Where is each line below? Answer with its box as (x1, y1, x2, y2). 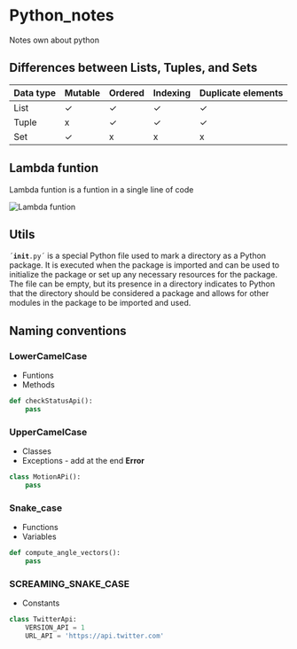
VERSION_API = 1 (25, 623, 86, 632)
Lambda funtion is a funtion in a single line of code (9, 184, 194, 195)
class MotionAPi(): (9, 473, 82, 481)
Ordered (108, 86, 145, 98)
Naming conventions (9, 323, 127, 338)
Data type (13, 86, 56, 98)
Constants (21, 598, 60, 608)
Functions (21, 522, 59, 533)
